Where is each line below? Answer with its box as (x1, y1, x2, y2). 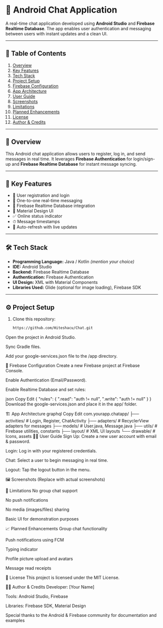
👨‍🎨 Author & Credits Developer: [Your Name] (5, 584, 95, 590)
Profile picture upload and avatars (5, 556, 73, 561)
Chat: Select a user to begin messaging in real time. (5, 457, 108, 463)
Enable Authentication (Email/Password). (5, 377, 87, 383)
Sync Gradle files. (5, 344, 41, 349)
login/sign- (133, 156, 155, 162)
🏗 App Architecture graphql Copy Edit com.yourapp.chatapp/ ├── (5, 411, 139, 417)
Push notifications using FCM (5, 537, 64, 542)
